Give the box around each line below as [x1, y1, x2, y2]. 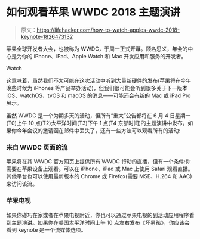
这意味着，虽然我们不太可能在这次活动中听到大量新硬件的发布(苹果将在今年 [6, 77, 192, 84]
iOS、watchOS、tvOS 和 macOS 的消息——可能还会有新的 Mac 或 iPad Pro [6, 92, 191, 99]
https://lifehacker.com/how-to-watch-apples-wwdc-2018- [36, 26, 180, 33]
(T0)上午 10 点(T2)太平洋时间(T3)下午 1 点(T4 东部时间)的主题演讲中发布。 [6, 119, 188, 126]
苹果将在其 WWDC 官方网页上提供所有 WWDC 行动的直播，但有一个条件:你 [6, 158, 191, 165]
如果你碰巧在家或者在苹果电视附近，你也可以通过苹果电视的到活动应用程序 [6, 211, 189, 218]
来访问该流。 [6, 180, 38, 188]
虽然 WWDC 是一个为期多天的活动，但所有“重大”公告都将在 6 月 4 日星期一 [6, 111, 191, 119]
